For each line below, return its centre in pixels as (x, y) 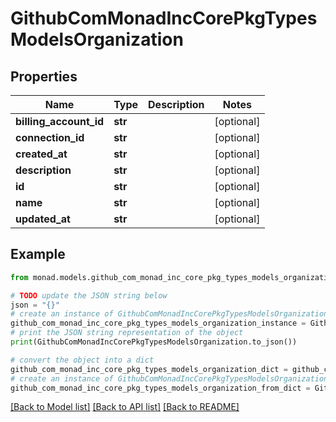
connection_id (50, 137)
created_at (41, 154)
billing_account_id (60, 121)
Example (38, 254)
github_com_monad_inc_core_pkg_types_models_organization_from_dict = (160, 388)
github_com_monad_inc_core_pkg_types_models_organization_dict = (149, 369)
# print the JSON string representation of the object (127, 333)
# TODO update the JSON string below (89, 295)
